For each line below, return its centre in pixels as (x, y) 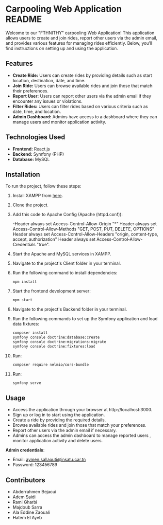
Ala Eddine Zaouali (31, 512)
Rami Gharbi (25, 502)
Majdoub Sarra (27, 507)
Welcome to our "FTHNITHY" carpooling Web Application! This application (80, 33)
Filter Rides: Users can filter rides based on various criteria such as (80, 106)
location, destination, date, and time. (49, 80)
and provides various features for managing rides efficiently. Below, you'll (79, 43)
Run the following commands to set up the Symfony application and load (85, 319)
